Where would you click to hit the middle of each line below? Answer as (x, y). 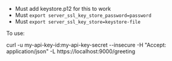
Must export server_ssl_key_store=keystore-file (78, 21)
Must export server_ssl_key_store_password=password (83, 15)
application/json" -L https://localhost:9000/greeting (71, 51)
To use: (16, 33)
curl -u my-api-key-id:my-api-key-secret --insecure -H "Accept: (86, 45)
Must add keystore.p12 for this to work (63, 9)
